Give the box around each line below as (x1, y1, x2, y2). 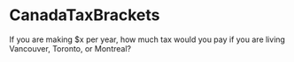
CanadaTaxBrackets (9, 5, 161, 25)
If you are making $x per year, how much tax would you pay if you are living (9, 34, 286, 45)
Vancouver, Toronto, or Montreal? (9, 43, 131, 53)
